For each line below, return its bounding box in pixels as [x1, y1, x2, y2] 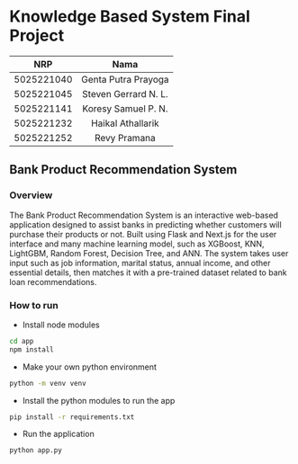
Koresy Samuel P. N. [82, 102, 168, 114]
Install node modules [22, 319, 101, 330]
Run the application [22, 429, 95, 440]
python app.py [9, 446, 63, 455]
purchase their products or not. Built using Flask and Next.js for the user [9, 228, 277, 239]
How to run [9, 299, 59, 311]
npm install [9, 344, 54, 354]
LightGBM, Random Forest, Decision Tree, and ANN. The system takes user [9, 247, 289, 258]
